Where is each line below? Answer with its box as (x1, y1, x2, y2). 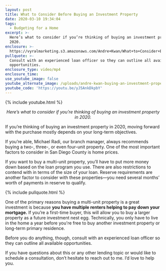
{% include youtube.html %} (5, 99, 63, 105)
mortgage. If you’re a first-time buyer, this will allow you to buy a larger (5, 209, 151, 216)
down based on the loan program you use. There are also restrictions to (5, 164, 151, 170)
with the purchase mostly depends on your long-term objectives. (5, 129, 137, 135)
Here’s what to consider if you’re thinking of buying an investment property (6, 108, 160, 114)
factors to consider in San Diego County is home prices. (5, 149, 120, 155)
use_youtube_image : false (5, 76, 58, 81)
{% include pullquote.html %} (5, 189, 65, 195)
